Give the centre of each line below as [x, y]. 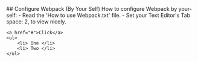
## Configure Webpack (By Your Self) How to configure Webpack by [92, 9]
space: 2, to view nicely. [36, 22]
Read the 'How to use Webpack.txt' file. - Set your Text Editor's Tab [106, 15]
